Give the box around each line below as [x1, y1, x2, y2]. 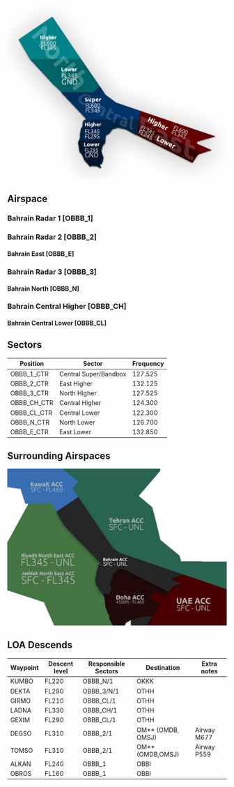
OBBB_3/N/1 [82, 687, 120, 695]
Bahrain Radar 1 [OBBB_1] [7, 213, 93, 223]
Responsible [88, 659, 125, 668]
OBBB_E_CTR [10, 428, 49, 436]
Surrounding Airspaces [7, 450, 111, 461]
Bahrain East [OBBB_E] [7, 250, 75, 258]
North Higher [58, 389, 97, 397]
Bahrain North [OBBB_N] [7, 284, 79, 293]
